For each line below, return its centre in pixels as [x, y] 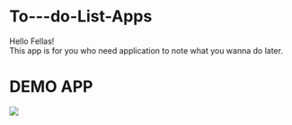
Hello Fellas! [32, 41]
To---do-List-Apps [81, 17]
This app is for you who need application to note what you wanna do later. [146, 50]
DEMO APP [51, 87]
